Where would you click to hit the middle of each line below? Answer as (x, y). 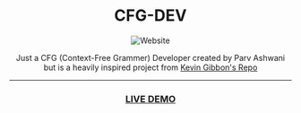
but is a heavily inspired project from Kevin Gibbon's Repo (150, 67)
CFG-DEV (150, 16)
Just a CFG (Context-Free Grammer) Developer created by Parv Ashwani (150, 57)
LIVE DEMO (150, 99)
